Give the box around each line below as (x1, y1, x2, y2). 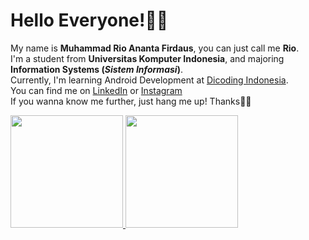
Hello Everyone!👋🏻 (10, 9, 169, 32)
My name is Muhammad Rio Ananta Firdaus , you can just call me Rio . (10, 42, 300, 54)
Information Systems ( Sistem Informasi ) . (10, 63, 183, 75)
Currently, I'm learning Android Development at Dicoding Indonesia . (10, 74, 289, 86)
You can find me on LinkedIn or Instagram (10, 84, 183, 96)
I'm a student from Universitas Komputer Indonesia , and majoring (10, 52, 285, 64)
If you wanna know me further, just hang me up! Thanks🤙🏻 (10, 95, 252, 107)
